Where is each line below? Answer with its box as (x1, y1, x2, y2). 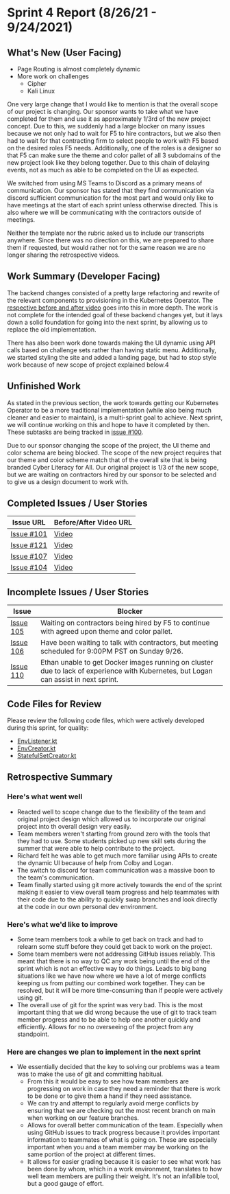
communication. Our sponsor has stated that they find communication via (7, 187, 214, 194)
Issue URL (12, 518, 46, 527)
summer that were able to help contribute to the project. (16, 844, 175, 852)
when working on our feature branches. (27, 1114, 139, 1122)
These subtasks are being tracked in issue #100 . (7, 428, 144, 436)
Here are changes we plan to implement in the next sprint (7, 1047, 201, 1057)
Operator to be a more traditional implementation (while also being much (7, 406, 212, 414)
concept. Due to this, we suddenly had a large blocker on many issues (7, 122, 205, 130)
